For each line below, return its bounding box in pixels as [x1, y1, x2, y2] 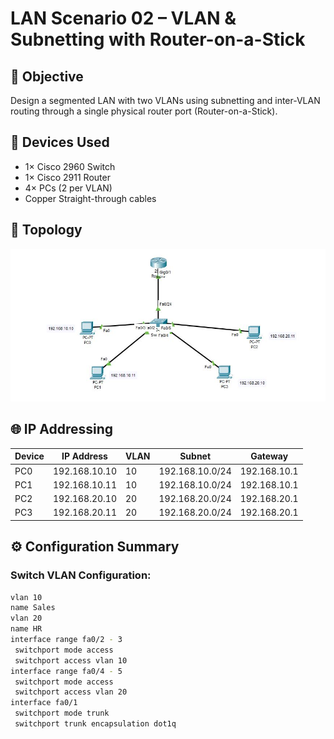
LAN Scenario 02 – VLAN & [10, 7, 237, 30]
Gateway [250, 450, 289, 462]
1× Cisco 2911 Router [24, 171, 111, 183]
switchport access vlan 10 [14, 655, 128, 666]
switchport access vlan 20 [14, 687, 128, 697]
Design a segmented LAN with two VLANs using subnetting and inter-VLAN [10, 95, 321, 106]
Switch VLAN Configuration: [10, 568, 152, 582]
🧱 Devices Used [10, 134, 110, 151]
